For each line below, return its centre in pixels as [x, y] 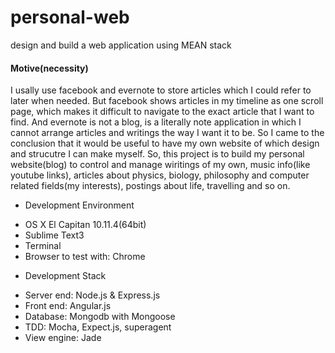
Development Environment [79, 205]
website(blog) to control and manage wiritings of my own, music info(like [160, 165]
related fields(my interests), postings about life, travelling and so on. [150, 186]
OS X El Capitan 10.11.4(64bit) [85, 225]
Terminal [43, 246]
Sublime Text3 [54, 235]
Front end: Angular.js [68, 306]
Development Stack [65, 276]
